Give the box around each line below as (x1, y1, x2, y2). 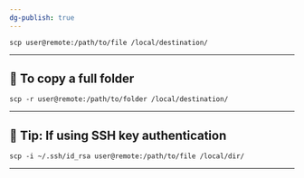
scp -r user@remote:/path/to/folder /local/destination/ (9, 95, 229, 104)
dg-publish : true (9, 13, 75, 23)
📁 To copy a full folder (9, 71, 135, 87)
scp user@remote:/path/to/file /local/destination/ (9, 38, 208, 47)
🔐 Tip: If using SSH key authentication (9, 127, 227, 143)
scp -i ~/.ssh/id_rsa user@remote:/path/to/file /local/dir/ (9, 152, 245, 161)
